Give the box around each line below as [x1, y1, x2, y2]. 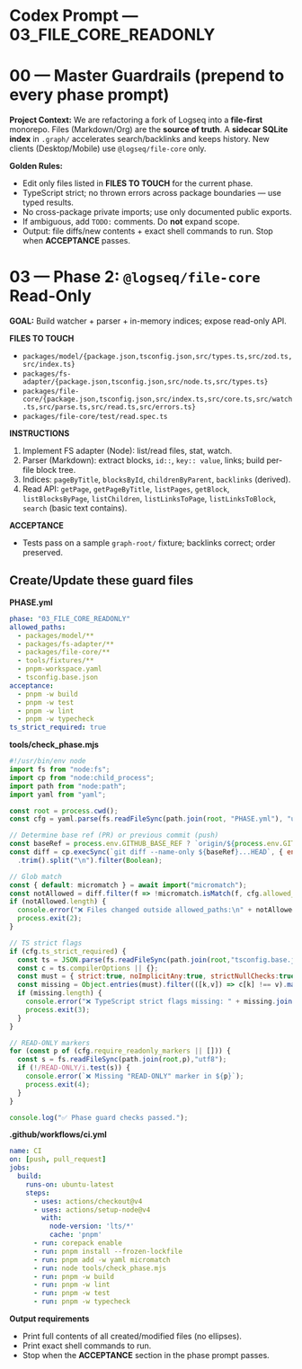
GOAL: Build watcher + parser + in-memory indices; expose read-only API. [9, 316, 288, 326]
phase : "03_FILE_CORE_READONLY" [9, 614, 130, 623]
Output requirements [9, 1313, 90, 1324]
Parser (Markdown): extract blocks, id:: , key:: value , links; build [22, 455, 265, 466]
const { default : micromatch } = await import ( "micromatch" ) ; [9, 880, 247, 890]
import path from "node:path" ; [9, 781, 127, 791]
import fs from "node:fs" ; [9, 765, 111, 774]
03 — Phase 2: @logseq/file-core [9, 267, 261, 288]
